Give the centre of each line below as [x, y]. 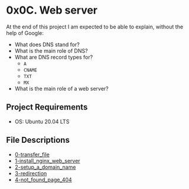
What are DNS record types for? [54, 57]
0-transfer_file [32, 154]
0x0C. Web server [52, 10]
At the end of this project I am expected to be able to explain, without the [95, 27]
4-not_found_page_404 [43, 180]
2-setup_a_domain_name [45, 167]
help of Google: [25, 33]
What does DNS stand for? [47, 44]
